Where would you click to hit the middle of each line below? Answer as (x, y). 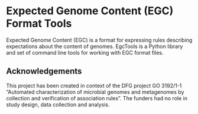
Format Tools (39, 23)
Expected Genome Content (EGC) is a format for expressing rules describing (99, 40)
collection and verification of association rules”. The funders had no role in (97, 98)
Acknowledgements (44, 72)
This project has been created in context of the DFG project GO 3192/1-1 (94, 85)
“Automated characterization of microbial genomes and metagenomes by (95, 92)
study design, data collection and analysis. (58, 104)
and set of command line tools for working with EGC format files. (85, 52)
